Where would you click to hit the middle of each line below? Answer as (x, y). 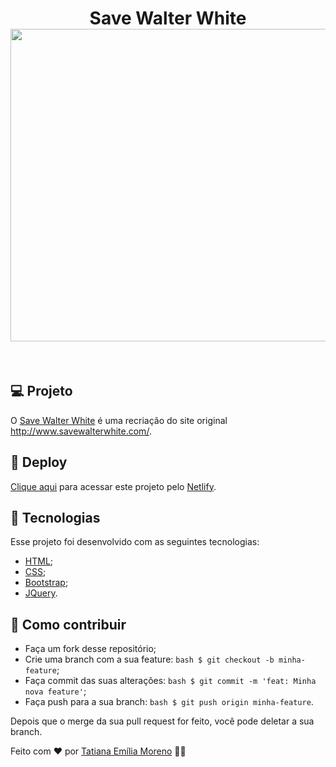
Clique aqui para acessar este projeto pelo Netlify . (113, 486)
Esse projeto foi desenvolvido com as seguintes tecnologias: (135, 542)
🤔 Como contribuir (68, 624)
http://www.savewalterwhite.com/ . (81, 431)
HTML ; (39, 561)
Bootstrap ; (46, 583)
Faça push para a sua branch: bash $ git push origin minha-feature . (169, 702)
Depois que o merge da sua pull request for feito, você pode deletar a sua (162, 721)
